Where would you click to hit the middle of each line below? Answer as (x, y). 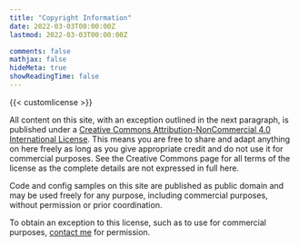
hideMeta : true (38, 68)
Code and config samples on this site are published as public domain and (147, 185)
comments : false (40, 51)
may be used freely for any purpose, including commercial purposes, (139, 195)
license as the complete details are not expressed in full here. (124, 168)
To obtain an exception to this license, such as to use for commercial (138, 222)
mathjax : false (38, 60)
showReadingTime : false (55, 77)
